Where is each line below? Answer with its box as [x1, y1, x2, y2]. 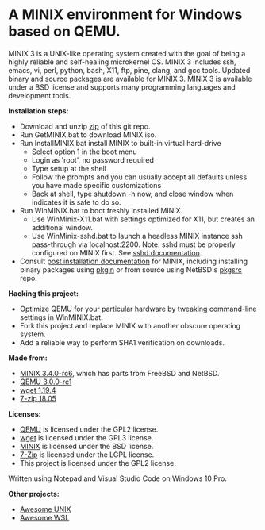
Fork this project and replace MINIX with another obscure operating [19, 321, 240, 330]
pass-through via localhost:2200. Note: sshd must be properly [31, 240, 236, 249]
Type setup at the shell [31, 163, 107, 173]
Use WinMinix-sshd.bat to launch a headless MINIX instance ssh [31, 231, 244, 240]
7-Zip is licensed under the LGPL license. [19, 450, 155, 459]
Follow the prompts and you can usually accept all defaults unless [31, 172, 248, 182]
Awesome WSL [19, 513, 70, 522]
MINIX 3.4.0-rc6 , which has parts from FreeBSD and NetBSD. [19, 368, 220, 378]
